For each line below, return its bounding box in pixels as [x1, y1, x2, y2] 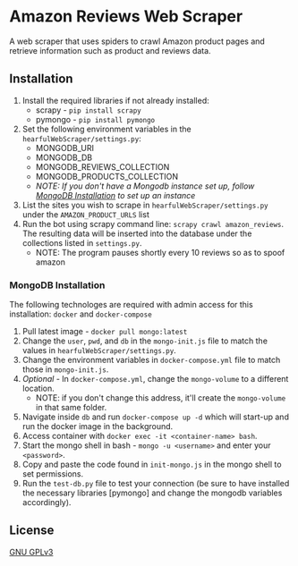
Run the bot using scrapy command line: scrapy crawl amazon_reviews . [21, 218, 285, 229]
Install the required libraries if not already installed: [21, 95, 210, 106]
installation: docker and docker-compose [9, 308, 152, 319]
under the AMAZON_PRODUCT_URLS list [21, 208, 149, 220]
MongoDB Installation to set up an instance [35, 190, 196, 200]
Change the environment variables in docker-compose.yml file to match [21, 355, 281, 366]
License [9, 523, 55, 538]
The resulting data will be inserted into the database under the [21, 228, 252, 239]
